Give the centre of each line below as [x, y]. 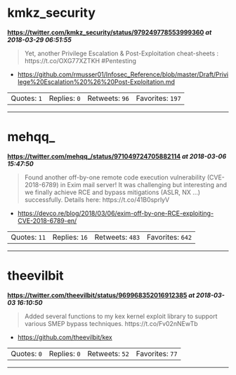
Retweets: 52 [109, 353]
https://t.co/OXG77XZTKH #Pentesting [80, 60]
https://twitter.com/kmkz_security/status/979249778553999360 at [110, 32]
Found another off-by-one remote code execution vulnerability [115, 177]
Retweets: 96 [109, 98]
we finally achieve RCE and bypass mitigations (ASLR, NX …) [112, 192]
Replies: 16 [70, 237]
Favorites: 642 [169, 237]
